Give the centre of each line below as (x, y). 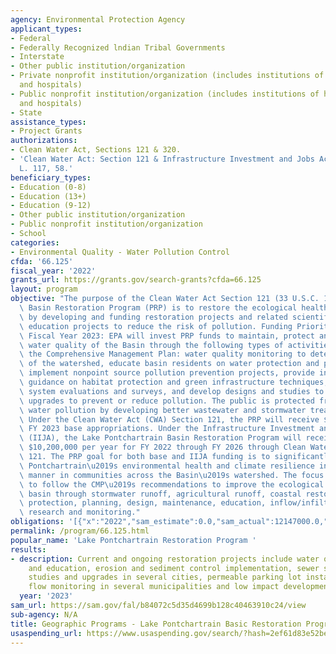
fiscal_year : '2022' (53, 271)
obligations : (37, 522)
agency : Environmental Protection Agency (98, 19)
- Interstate (37, 57)
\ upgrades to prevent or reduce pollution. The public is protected (167, 401)
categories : (35, 242)
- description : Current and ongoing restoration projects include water (165, 559)
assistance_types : (48, 122)
